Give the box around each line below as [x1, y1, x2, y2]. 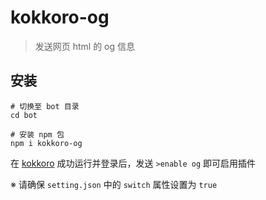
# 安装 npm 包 [10, 129, 65, 140]
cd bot [10, 110, 38, 120]
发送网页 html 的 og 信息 [34, 40, 136, 52]
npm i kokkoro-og [10, 138, 83, 148]
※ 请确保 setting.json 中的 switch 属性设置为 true [10, 178, 218, 190]
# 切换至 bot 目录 [10, 101, 80, 111]
